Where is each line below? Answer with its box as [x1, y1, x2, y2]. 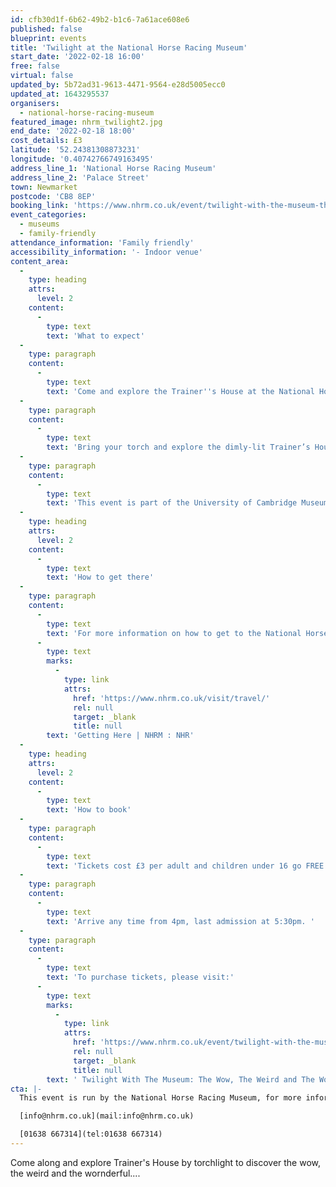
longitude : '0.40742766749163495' [10, 154, 155, 164]
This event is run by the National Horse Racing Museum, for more [19, 1093, 302, 1103]
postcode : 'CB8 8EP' [10, 191, 97, 201]
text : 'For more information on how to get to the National [46, 628, 302, 638]
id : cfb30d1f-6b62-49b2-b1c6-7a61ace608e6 [10, 14, 190, 25]
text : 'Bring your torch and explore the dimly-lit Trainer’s [46, 442, 311, 453]
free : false [10, 61, 60, 71]
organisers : [10, 98, 60, 108]
